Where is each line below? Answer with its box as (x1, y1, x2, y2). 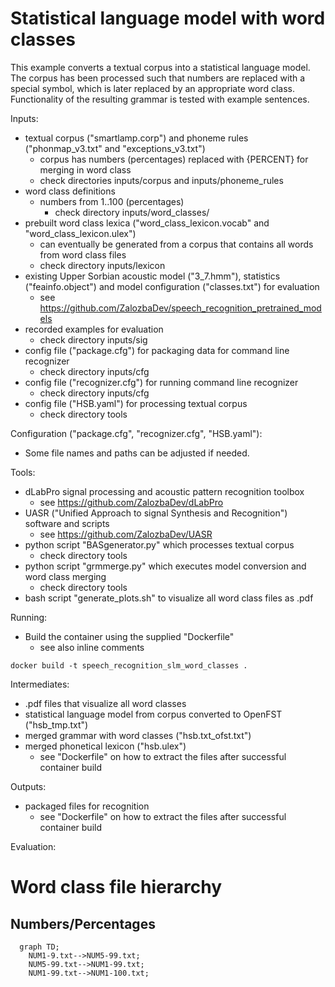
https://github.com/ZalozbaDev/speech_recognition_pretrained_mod (39, 302, 322, 314)
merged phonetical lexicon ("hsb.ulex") (24, 740, 187, 752)
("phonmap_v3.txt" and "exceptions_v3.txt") (24, 142, 206, 154)
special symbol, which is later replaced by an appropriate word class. (10, 82, 295, 94)
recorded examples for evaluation (24, 323, 164, 335)
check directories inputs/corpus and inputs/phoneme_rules (39, 174, 284, 186)
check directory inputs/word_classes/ (54, 206, 210, 218)
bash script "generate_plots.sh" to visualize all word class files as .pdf (24, 592, 314, 604)
